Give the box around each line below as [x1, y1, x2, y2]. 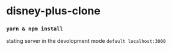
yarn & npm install [6, 26, 63, 32]
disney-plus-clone [6, 4, 101, 18]
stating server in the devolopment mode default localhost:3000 [6, 37, 167, 45]
